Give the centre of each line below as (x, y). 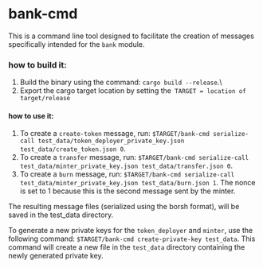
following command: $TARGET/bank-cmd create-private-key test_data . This (132, 239)
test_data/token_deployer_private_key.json (111, 141)
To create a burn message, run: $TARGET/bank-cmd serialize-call (127, 174)
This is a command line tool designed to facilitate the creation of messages (131, 36)
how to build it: (37, 64)
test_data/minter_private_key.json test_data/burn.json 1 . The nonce (138, 183)
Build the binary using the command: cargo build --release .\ (121, 82)
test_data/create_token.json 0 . (73, 149)
